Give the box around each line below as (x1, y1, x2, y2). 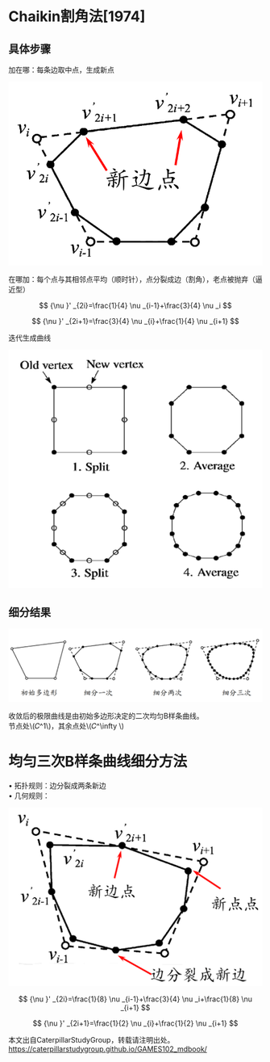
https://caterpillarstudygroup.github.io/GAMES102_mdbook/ (8, 1043, 208, 1054)
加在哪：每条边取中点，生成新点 (8, 65, 114, 74)
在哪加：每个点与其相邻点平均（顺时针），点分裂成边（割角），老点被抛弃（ (8, 275, 255, 284)
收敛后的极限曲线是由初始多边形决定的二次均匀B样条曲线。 (8, 711, 204, 720)
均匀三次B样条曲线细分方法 (8, 753, 188, 771)
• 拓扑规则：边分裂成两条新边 (8, 780, 106, 790)
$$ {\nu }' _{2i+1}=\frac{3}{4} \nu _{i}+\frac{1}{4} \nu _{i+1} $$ (31, 317, 239, 326)
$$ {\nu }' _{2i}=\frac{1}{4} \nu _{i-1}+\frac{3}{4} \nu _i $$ (39, 300, 232, 311)
